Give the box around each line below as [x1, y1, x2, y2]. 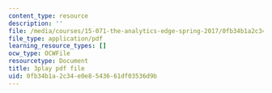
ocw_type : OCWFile [8, 49, 70, 57]
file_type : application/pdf [8, 34, 104, 43]
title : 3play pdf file [8, 65, 85, 73]
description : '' [8, 19, 63, 27]
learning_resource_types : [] [8, 42, 107, 50]
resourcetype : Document [8, 57, 89, 66]
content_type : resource [8, 11, 89, 20]
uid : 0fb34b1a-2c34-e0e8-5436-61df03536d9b [8, 72, 158, 80]
